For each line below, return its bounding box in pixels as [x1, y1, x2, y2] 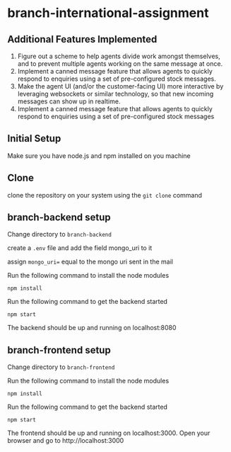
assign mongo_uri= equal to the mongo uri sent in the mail [7, 257, 173, 266]
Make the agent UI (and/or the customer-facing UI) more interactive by [17, 82, 224, 90]
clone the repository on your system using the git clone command [7, 191, 203, 199]
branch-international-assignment [7, 5, 209, 21]
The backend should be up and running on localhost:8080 [7, 324, 177, 332]
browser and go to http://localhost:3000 [7, 436, 124, 445]
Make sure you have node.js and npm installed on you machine [7, 151, 191, 160]
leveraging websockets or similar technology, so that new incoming [17, 90, 214, 98]
